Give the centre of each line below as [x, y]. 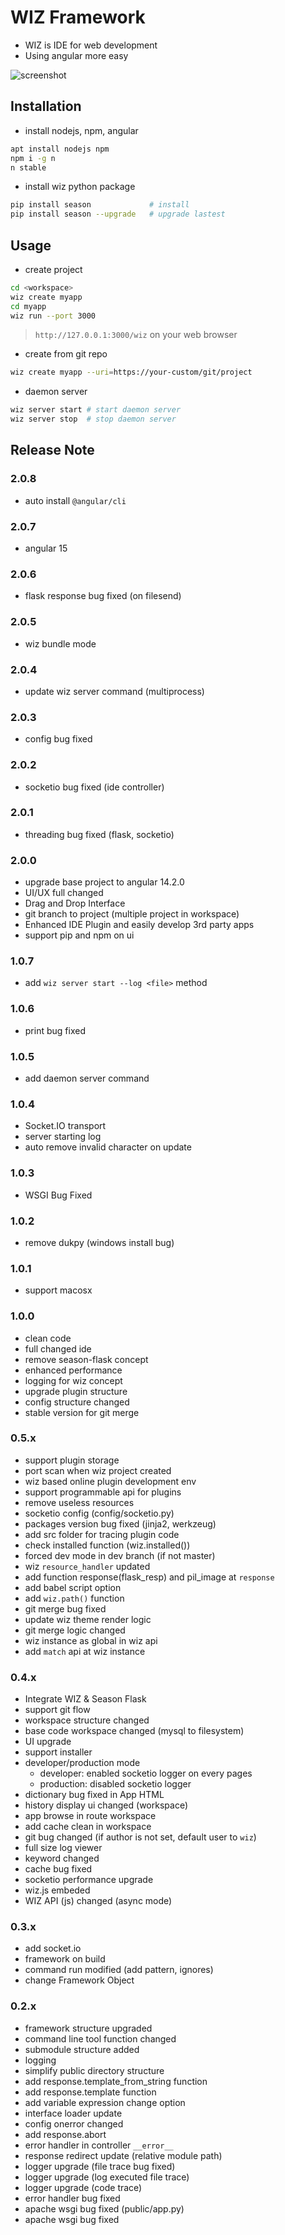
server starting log [63, 1137]
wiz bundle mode [60, 643]
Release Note [52, 450]
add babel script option [73, 1587]
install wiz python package [80, 187]
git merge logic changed [75, 1630]
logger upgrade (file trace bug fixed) [100, 2166]
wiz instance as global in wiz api [91, 1640]
